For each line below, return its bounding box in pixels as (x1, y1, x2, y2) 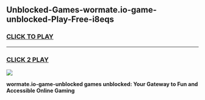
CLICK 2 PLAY (6, 55, 49, 64)
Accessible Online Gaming (6, 87, 75, 94)
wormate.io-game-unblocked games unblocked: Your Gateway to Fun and (6, 80, 198, 87)
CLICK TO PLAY (6, 33, 54, 41)
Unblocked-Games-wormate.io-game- (6, 5, 157, 15)
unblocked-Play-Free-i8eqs (6, 15, 115, 25)
